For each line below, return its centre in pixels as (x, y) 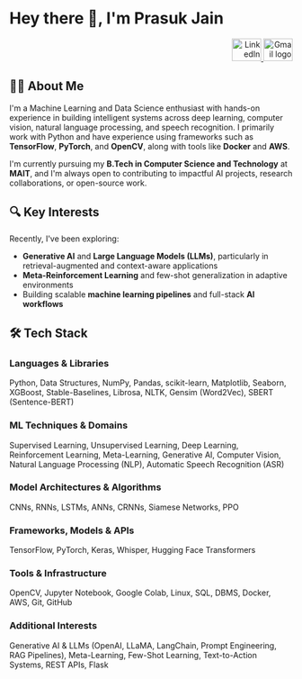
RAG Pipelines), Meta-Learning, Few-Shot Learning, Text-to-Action (133, 655)
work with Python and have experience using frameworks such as (132, 136)
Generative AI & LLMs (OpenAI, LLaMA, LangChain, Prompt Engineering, (143, 645)
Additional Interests (53, 626)
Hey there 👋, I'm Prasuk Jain (117, 18)
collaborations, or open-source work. (78, 183)
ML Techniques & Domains (69, 425)
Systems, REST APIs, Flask (59, 665)
